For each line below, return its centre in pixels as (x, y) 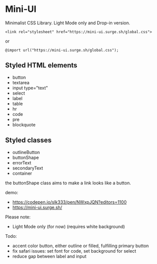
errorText (22, 162)
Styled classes (29, 140)
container (22, 173)
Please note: (18, 217)
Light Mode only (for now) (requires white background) (69, 226)
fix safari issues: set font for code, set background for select (74, 251)
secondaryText (28, 168)
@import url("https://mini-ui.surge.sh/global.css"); (62, 50)
